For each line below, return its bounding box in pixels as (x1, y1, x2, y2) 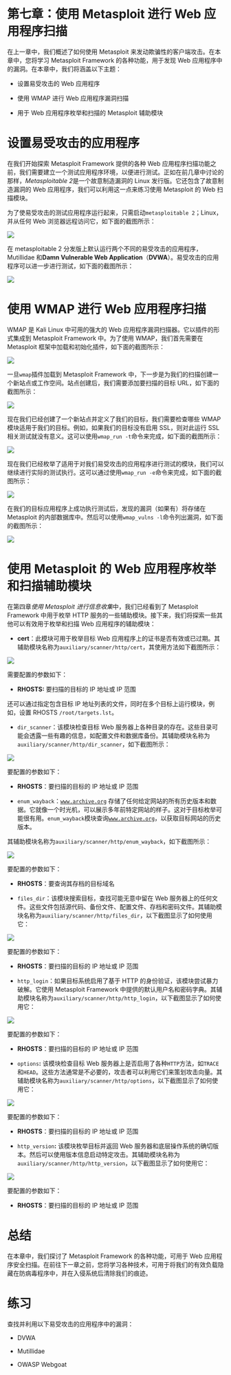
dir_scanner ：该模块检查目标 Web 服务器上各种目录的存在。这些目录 (16, 723, 212, 731)
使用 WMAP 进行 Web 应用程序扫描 (7, 301, 206, 317)
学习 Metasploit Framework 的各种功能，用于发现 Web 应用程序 (36, 56, 217, 64)
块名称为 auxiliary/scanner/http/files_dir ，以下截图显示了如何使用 (16, 911, 212, 919)
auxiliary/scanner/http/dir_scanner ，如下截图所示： (16, 740, 170, 748)
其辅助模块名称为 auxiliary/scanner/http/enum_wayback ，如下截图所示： (7, 837, 212, 845)
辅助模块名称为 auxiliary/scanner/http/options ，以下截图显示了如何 (16, 1076, 212, 1085)
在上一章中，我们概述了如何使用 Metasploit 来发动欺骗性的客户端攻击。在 (7, 47, 215, 56)
